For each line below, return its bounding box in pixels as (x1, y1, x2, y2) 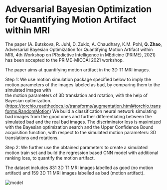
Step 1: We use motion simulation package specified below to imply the (5, 76, 151, 82)
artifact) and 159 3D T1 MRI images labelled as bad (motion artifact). (5, 170, 145, 176)
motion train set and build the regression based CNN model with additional (5, 150, 159, 156)
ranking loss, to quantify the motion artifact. (5, 155, 95, 161)
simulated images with (5, 87, 51, 93)
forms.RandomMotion (5, 108, 50, 114)
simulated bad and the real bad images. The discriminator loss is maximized (5, 119, 161, 125)
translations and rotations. (5, 135, 59, 141)
